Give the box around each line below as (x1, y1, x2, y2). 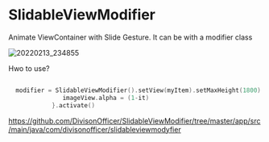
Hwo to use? (8, 63, 50, 73)
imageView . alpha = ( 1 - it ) (62, 94, 150, 102)
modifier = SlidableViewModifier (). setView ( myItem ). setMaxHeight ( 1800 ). (15, 86, 265, 94)
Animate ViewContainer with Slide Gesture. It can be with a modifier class (8, 32, 253, 42)
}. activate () (51, 101, 95, 110)
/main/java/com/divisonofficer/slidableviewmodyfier (8, 124, 181, 134)
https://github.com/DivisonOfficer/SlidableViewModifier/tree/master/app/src (8, 115, 261, 126)
